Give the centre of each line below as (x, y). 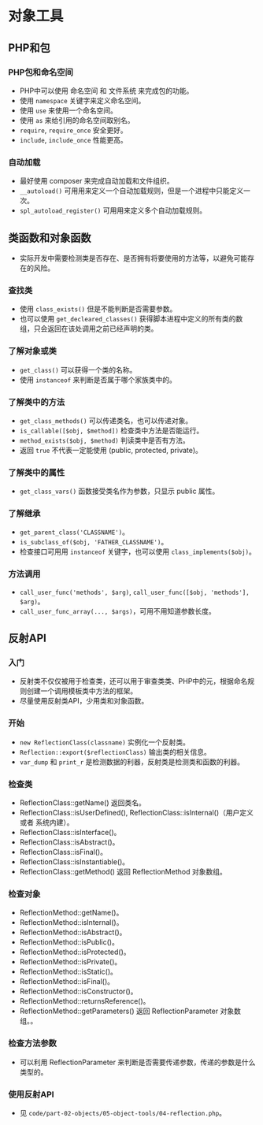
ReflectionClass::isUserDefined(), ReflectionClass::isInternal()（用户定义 (137, 813)
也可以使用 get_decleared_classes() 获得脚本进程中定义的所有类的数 (131, 319)
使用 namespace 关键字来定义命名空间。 (82, 100)
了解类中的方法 (37, 402)
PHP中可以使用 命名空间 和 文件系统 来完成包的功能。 (106, 91)
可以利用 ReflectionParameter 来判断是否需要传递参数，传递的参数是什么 (137, 1062)
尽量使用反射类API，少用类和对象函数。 (84, 701)
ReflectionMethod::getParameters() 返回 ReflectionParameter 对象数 (130, 1011)
